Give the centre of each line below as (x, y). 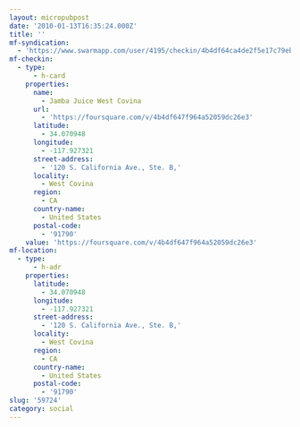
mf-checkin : (31, 59)
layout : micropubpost (50, 17)
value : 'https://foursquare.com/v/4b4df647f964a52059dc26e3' (141, 243)
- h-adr (47, 268)
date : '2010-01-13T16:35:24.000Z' (74, 26)
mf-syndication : (39, 43)
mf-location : (33, 251)
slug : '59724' (36, 401)
